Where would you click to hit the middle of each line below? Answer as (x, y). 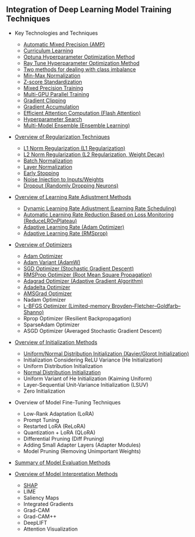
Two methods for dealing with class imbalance (80, 69)
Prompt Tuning (41, 420)
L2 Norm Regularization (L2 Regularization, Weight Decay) (94, 154)
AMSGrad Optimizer (48, 293)
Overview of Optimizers (43, 244)
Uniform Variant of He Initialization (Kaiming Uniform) (88, 379)
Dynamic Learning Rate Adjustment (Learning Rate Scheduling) (100, 208)
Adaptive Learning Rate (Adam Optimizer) (74, 227)
